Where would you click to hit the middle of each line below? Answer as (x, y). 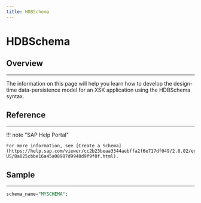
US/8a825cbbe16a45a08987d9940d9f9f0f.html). (63, 156)
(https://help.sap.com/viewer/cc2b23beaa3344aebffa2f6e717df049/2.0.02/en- (103, 151)
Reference (26, 115)
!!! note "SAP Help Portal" (37, 135)
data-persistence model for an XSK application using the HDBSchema (104, 90)
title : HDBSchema (28, 12)
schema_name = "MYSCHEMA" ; (37, 194)
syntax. (15, 96)
